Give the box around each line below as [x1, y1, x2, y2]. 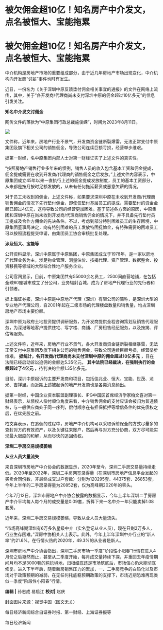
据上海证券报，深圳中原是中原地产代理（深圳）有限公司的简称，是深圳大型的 [5, 296, 158, 302]
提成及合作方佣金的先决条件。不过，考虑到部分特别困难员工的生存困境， [9, 218, 154, 224]
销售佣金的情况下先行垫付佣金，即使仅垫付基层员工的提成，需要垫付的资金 [5, 200, 154, 206]
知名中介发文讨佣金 [5, 109, 44, 115]
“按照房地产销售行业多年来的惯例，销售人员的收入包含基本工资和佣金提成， [5, 165, 156, 171]
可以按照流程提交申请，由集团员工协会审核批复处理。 [5, 231, 112, 236]
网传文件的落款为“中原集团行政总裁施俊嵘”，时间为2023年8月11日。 [5, 119, 140, 125]
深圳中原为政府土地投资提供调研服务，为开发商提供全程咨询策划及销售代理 [5, 319, 154, 324]
